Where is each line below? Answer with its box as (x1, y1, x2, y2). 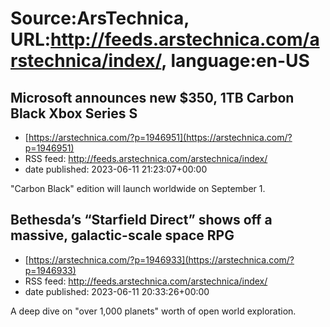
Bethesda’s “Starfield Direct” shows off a (10, 212, 273, 229)
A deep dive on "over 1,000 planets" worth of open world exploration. (10, 305, 297, 317)
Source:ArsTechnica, (10, 7, 190, 30)
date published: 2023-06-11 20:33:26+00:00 (24, 285, 210, 297)
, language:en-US (161, 50, 310, 72)
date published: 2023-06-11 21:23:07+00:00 (24, 163, 208, 175)
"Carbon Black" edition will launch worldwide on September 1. (10, 183, 266, 194)
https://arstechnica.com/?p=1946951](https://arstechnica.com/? (28, 132, 293, 143)
